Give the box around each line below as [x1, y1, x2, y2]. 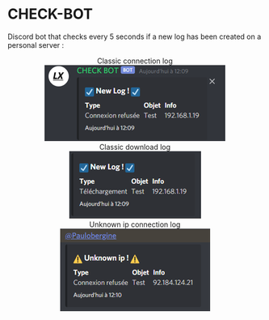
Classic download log [99, 142, 171, 151]
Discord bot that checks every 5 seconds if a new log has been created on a [7, 32, 262, 41]
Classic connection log [97, 56, 173, 66]
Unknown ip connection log [89, 220, 181, 229]
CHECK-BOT [7, 5, 94, 23]
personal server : [7, 40, 65, 49]
